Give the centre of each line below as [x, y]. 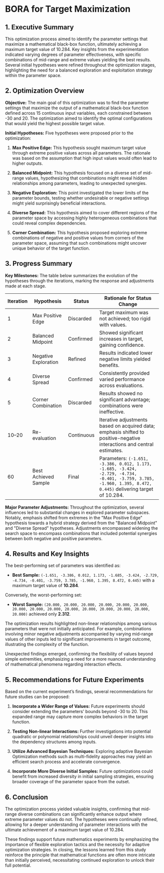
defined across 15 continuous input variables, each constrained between [78, 113]
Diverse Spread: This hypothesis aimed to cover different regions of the [85, 212]
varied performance [122, 379]
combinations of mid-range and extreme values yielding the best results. [78, 60]
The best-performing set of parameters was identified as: [63, 565]
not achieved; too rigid [125, 318]
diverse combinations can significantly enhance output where [80, 814]
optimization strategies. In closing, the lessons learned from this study [76, 850]
